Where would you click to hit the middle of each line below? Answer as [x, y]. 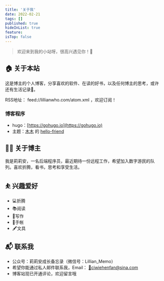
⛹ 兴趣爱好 [21, 186]
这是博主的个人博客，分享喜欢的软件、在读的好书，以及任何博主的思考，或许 [82, 83]
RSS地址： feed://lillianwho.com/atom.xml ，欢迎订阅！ [61, 100]
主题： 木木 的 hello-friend [38, 131]
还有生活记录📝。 [21, 89]
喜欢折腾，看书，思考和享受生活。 [48, 167]
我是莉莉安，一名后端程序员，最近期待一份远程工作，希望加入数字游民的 [78, 161]
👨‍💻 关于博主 [23, 148]
